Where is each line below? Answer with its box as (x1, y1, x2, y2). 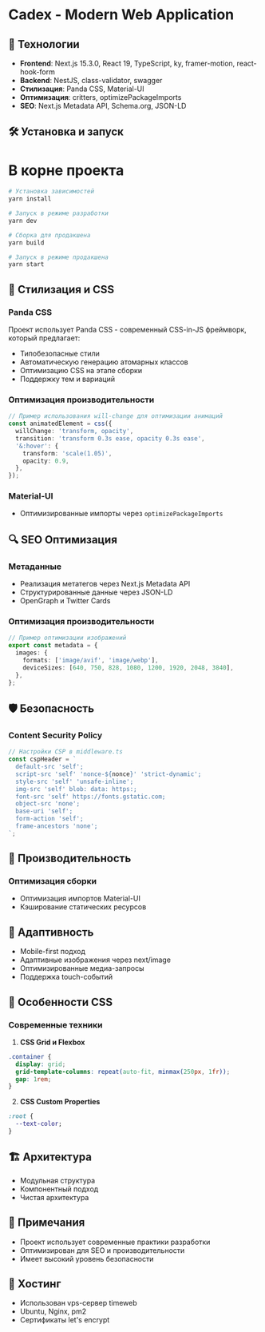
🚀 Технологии (8, 38, 80, 51)
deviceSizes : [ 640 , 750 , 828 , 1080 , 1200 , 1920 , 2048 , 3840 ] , (22, 663, 234, 672)
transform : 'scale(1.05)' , (22, 449, 113, 457)
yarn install (8, 195, 52, 203)
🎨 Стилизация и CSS (8, 282, 115, 296)
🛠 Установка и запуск (8, 125, 124, 139)
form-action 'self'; (15, 815, 84, 823)
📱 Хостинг (8, 1277, 61, 1290)
